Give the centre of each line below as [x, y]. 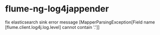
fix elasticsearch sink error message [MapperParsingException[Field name [80, 22]
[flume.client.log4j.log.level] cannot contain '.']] [52, 27]
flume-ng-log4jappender [57, 9]
